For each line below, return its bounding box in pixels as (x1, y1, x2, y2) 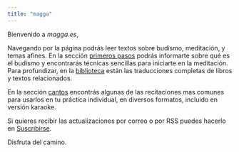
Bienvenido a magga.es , (7, 30, 79, 38)
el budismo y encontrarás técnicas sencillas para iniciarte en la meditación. (7, 58, 228, 67)
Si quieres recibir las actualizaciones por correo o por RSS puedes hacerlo (7, 116, 226, 125)
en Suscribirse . (7, 124, 52, 132)
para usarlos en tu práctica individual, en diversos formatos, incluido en (7, 95, 218, 104)
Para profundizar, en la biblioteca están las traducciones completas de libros (7, 66, 233, 75)
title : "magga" (7, 10, 53, 18)
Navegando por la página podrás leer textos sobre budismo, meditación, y (7, 43, 225, 52)
